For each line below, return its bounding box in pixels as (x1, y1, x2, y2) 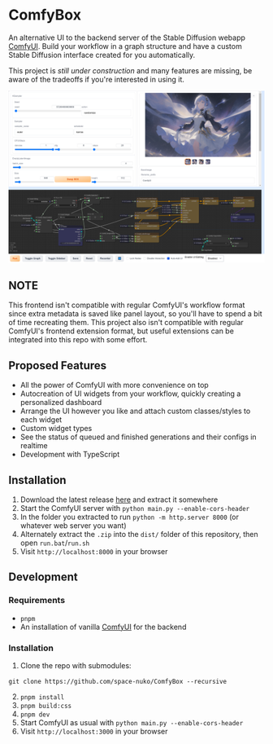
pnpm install (19, 693, 65, 702)
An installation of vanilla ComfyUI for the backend (19, 622, 187, 632)
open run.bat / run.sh (19, 538, 90, 548)
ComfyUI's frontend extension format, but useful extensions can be (8, 326, 234, 336)
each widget (19, 415, 63, 425)
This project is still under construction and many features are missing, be (8, 65, 253, 75)
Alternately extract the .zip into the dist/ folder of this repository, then (19, 530, 258, 539)
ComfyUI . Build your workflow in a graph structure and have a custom (8, 41, 242, 51)
